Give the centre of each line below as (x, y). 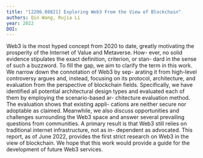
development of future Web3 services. (55, 149)
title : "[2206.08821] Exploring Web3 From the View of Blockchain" (94, 12)
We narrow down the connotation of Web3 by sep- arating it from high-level (101, 72)
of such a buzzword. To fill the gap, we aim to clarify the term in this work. (100, 66)
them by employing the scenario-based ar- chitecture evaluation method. (98, 98)
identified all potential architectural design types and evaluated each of (95, 91)
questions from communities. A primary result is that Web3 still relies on (97, 124)
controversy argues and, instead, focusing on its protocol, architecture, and (101, 78)
